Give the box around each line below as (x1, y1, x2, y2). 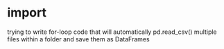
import (7, 5, 47, 21)
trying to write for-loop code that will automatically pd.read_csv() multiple (7, 28, 217, 36)
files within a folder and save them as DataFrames (7, 35, 150, 43)
